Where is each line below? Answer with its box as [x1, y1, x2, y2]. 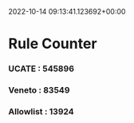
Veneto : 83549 [8, 85, 70, 96]
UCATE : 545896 [8, 63, 74, 74]
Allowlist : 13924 [8, 105, 74, 117]
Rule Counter [8, 35, 97, 53]
